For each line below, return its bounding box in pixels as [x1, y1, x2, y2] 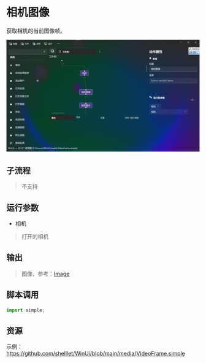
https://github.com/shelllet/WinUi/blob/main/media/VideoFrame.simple [6, 350, 185, 357]
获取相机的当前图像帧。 [6, 27, 66, 34]
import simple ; [6, 307, 45, 313]
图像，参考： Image [21, 270, 70, 277]
